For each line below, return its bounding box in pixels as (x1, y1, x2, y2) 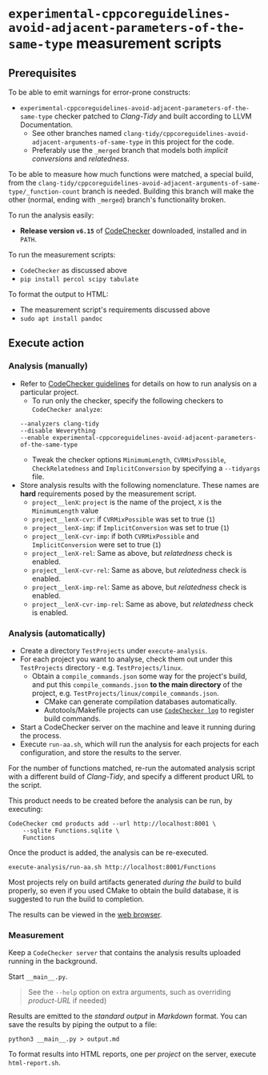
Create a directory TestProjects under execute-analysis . (19, 645, 208, 655)
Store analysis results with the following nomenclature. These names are (19, 480, 260, 490)
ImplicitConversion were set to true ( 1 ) (31, 539, 162, 549)
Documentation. (19, 120, 74, 130)
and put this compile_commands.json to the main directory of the (31, 679, 242, 689)
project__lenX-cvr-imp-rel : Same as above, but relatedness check (31, 599, 254, 609)
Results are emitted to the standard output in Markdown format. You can (8, 1011, 248, 1021)
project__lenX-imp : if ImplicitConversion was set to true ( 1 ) (31, 522, 230, 532)
